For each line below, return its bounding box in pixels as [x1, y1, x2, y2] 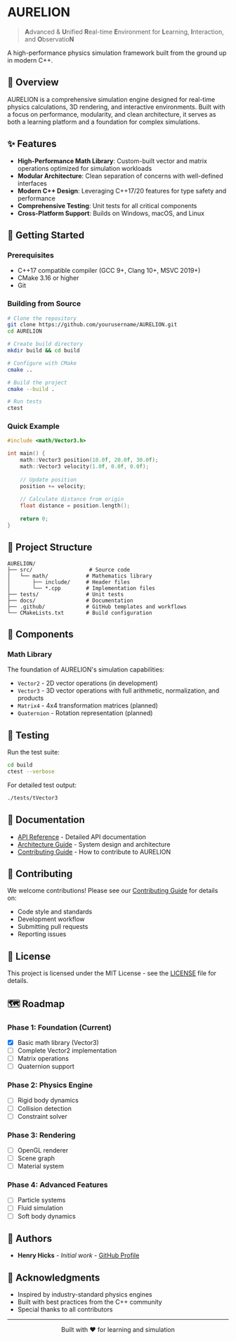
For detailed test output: [7, 781, 77, 789]
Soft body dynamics [17, 1212, 76, 1220]
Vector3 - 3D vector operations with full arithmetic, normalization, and [17, 686, 220, 695]
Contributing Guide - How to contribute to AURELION [17, 847, 171, 856]
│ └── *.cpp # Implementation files [7, 584, 156, 591]
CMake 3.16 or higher [17, 274, 79, 282]
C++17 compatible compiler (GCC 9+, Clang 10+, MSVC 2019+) [17, 267, 201, 275]
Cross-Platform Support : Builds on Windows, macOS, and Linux [17, 209, 205, 217]
